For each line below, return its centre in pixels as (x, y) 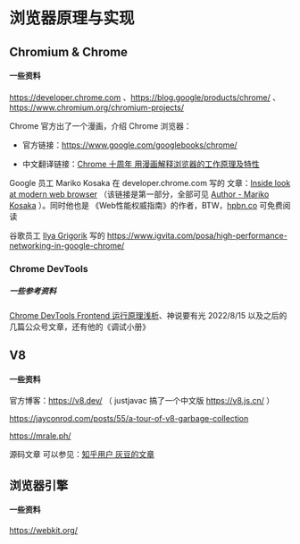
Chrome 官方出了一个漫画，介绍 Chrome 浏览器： (100, 125)
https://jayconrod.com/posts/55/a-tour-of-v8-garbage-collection (129, 419)
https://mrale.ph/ (40, 436)
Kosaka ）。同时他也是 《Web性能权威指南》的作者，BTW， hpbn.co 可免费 (146, 205)
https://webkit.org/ (44, 530)
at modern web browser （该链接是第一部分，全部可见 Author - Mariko (139, 194)
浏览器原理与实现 (72, 18)
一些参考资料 (33, 291)
